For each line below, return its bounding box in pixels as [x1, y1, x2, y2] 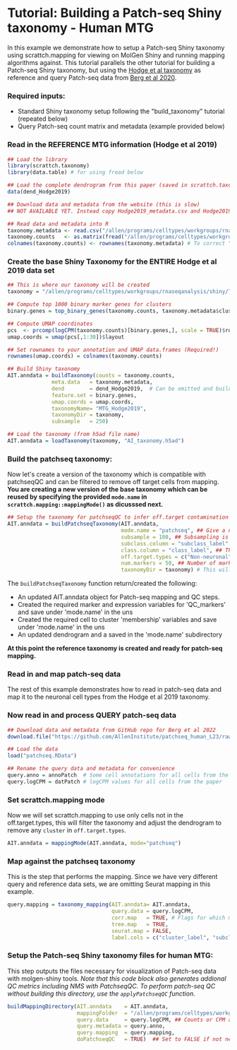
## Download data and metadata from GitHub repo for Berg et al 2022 [7, 726, 217, 733]
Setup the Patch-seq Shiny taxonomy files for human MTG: [7, 950, 214, 960]
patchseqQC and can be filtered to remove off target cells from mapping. [7, 478, 219, 486]
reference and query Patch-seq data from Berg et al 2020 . [7, 73, 177, 82]
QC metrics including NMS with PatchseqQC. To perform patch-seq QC [7, 981, 216, 990]
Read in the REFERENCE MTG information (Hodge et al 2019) [7, 140, 217, 150]
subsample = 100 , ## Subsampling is [121, 533, 229, 541]
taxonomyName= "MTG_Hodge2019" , [51, 405, 147, 412]
